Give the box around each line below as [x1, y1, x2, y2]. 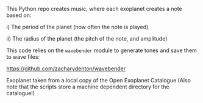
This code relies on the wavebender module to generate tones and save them [6, 47, 197, 54]
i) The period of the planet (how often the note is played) [6, 24, 149, 30]
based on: [6, 12, 32, 19]
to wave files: [6, 53, 40, 60]
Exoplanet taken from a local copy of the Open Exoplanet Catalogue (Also [6, 77, 191, 84]
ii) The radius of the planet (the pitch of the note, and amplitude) [6, 35, 168, 42]
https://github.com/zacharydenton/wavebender [6, 65, 126, 72]
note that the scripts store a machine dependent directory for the [6, 83, 169, 90]
